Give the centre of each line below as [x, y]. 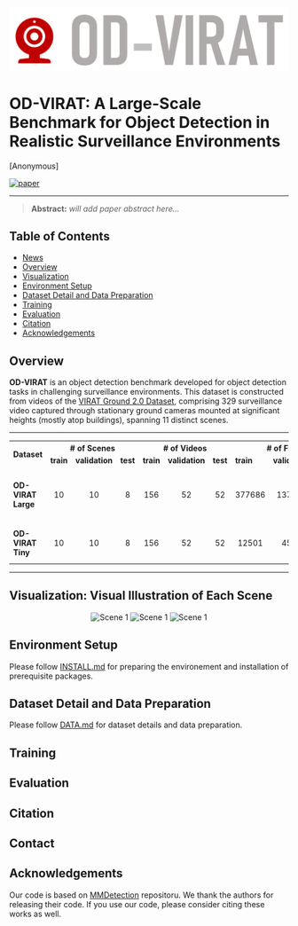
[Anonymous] [34, 166]
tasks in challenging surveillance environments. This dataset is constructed [146, 392]
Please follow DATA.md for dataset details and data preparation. [126, 725]
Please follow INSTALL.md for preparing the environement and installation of [149, 666]
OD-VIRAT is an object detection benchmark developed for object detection [148, 382]
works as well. [35, 914]
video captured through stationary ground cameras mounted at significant [145, 411]
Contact [32, 843]
